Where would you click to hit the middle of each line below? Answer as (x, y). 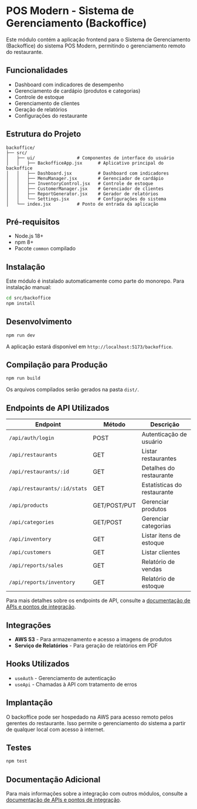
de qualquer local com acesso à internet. (55, 729)
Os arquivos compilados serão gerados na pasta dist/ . (73, 390)
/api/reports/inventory (42, 582)
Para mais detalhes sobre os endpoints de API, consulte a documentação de (98, 601)
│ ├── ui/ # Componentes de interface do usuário (90, 158)
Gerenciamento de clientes (47, 103)
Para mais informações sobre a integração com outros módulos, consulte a (97, 794)
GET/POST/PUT (115, 505)
